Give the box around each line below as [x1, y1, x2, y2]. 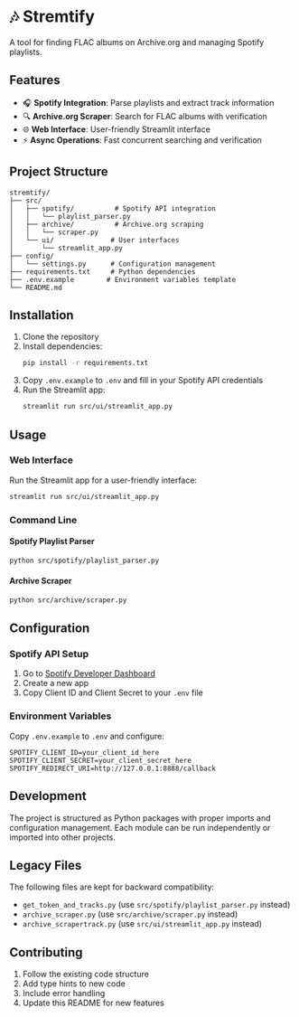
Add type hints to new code [22, 978, 126, 989]
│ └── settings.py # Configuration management [9, 259, 217, 268]
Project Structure [9, 165, 108, 180]
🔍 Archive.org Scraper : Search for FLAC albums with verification [22, 110, 268, 121]
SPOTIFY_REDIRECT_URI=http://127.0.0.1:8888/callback [9, 764, 217, 773]
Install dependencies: [22, 341, 103, 352]
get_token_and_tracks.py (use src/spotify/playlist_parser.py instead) [22, 899, 291, 910]
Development [9, 788, 88, 804]
